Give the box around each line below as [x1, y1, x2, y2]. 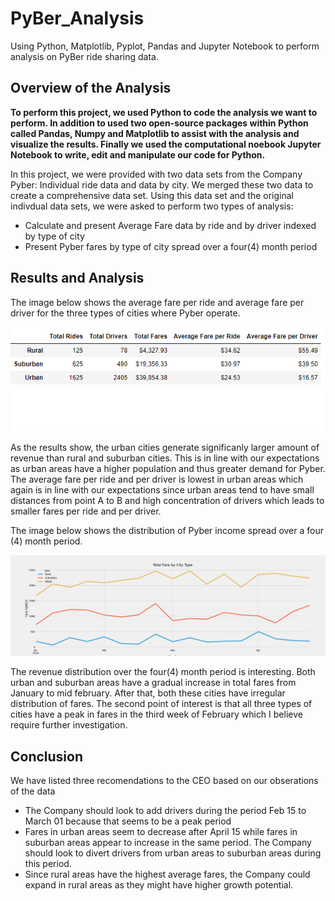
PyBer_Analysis [10, 7, 145, 30]
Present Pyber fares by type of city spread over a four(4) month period [24, 240, 318, 252]
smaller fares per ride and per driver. [10, 505, 162, 517]
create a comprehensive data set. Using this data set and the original [10, 189, 294, 201]
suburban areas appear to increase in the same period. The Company [24, 837, 312, 849]
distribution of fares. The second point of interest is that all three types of [10, 698, 313, 710]
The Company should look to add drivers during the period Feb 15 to [24, 805, 307, 817]
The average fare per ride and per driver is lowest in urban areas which [10, 473, 304, 486]
